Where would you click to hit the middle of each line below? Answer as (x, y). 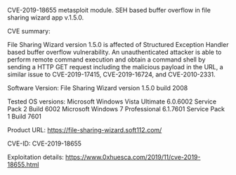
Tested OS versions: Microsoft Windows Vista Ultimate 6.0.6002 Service (112, 101)
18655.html (23, 164)
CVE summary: (29, 31)
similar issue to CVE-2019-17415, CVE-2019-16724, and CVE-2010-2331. (111, 74)
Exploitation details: (36, 157)
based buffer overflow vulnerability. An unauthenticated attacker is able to (114, 52)
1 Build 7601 (25, 116)
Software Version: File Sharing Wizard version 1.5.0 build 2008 (98, 88)
